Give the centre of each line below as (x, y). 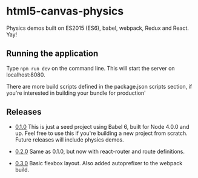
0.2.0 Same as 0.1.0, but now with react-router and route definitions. (100, 151)
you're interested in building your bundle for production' (76, 93)
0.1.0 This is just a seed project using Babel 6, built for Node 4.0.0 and (102, 126)
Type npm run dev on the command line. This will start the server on (91, 68)
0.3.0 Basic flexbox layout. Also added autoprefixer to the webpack (99, 163)
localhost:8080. (26, 75)
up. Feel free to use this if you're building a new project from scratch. (101, 133)
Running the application (52, 54)
